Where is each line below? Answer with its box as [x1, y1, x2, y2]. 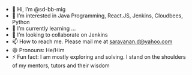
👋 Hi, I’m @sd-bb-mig [11, 6, 66, 13]
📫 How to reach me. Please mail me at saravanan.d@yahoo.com [11, 38, 173, 45]
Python [11, 19, 30, 25]
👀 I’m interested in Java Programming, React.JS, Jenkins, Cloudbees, [11, 12, 183, 19]
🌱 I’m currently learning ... [11, 25, 76, 32]
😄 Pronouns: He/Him [11, 47, 65, 53]
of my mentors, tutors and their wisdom [11, 62, 110, 69]
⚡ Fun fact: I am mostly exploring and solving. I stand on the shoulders [11, 53, 186, 60]
